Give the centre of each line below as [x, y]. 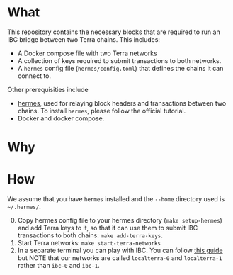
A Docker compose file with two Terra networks [87, 53]
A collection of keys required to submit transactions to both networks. [119, 60]
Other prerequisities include [48, 89]
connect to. [34, 76]
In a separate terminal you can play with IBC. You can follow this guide [120, 251]
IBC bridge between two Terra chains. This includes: [84, 39]
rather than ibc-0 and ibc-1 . [59, 266]
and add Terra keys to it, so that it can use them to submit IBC [108, 228]
